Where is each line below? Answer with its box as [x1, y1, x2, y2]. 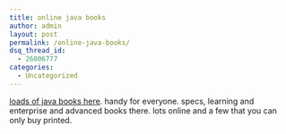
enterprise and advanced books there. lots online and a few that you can [9, 105, 278, 116]
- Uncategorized [17, 71, 78, 80]
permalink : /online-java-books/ [9, 38, 130, 47]
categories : [9, 63, 54, 72]
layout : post [9, 29, 58, 38]
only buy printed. [9, 114, 73, 125]
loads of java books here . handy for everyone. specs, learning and [9, 96, 255, 106]
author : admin [9, 21, 63, 30]
